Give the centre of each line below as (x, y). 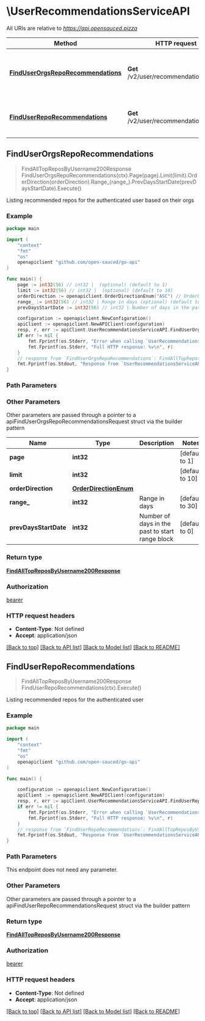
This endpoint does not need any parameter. (62, 870)
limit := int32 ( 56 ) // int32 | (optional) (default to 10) (95, 290)
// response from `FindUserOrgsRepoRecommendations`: (87, 358)
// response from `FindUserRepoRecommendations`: (82, 830)
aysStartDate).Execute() (51, 188)
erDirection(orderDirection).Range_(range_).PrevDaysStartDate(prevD (109, 182)
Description (157, 443)
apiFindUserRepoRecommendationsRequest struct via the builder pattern (98, 905)
